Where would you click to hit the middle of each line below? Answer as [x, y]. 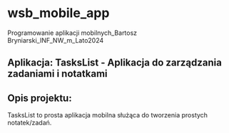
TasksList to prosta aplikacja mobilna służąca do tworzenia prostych [108, 115]
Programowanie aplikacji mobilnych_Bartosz [72, 33]
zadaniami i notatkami [58, 74]
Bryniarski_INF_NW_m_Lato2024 [56, 40]
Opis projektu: [40, 98]
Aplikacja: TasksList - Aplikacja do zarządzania [115, 63]
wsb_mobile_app [58, 13]
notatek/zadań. [30, 123]
